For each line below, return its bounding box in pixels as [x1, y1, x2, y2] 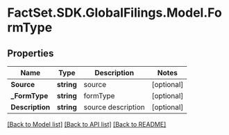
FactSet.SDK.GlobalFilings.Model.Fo [7, 5, 222, 21]
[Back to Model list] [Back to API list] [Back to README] [7, 120, 167, 128]
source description [83, 102, 145, 112]
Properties [7, 47, 54, 59]
